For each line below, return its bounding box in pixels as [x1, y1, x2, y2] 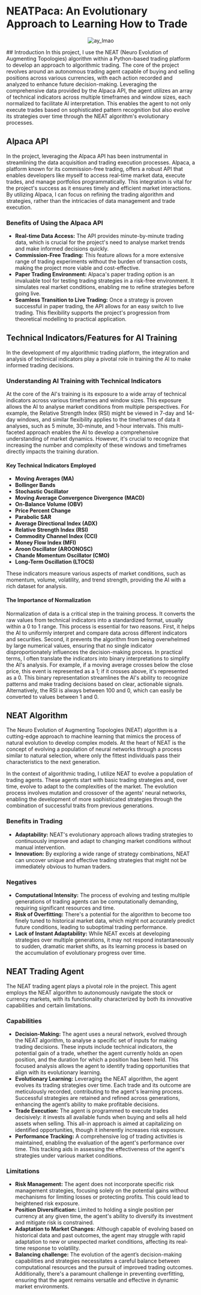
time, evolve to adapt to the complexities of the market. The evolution [6, 783, 178, 790]
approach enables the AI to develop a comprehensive [26, 429, 159, 436]
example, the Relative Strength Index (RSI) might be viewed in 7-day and [6, 409, 185, 417]
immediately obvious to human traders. [14, 863, 112, 870]
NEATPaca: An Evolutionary [6, 4, 148, 18]
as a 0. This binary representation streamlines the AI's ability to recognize [6, 674, 188, 681]
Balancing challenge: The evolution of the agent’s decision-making [14, 1251, 182, 1258]
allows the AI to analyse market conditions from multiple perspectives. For [6, 403, 190, 411]
